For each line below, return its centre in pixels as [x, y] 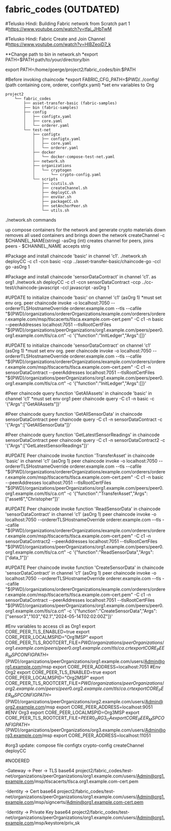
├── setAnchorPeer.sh [64, 206]
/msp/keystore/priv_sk [56, 823]
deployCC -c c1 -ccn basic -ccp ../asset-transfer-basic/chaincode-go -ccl [83, 261]
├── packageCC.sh [60, 201]
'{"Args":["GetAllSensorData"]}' [38, 424]
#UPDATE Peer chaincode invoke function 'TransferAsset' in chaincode [80, 455]
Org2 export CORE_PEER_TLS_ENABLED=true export [61, 672]
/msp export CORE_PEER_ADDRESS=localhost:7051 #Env [101, 667]
